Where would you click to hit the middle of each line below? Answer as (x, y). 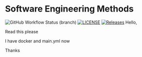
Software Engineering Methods (69, 9)
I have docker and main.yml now (37, 41)
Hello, (131, 22)
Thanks (13, 50)
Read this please (22, 31)
